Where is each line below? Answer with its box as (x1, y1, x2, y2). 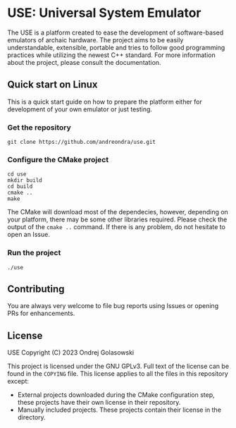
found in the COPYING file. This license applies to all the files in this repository (7, 369, 229, 378)
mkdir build (7, 177, 42, 184)
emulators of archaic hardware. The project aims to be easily (7, 35, 184, 44)
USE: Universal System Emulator (7, 5, 201, 21)
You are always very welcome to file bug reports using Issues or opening (7, 302, 219, 310)
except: (7, 377, 30, 386)
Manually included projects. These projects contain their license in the (17, 405, 222, 414)
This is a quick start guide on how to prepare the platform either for (7, 97, 203, 106)
